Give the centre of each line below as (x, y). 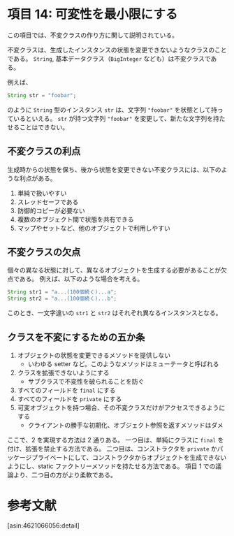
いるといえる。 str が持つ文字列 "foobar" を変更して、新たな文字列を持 (116, 118)
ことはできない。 (44, 127)
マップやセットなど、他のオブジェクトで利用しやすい (94, 228)
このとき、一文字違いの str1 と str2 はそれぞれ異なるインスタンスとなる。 (115, 313)
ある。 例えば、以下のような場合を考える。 (81, 279)
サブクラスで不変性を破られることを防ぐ (86, 381)
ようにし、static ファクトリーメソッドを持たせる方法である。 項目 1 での (111, 466)
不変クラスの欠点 (44, 252)
